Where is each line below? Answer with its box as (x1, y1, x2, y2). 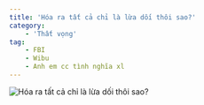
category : (9, 21, 46, 30)
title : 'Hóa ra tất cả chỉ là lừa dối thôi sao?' (9, 12, 197, 22)
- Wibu (25, 54, 50, 63)
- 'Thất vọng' (25, 29, 77, 38)
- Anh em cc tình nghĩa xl (25, 63, 125, 71)
